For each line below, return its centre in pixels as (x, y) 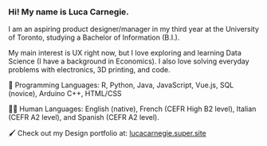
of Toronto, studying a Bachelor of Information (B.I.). (94, 37)
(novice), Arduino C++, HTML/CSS (65, 94)
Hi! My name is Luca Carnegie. (69, 12)
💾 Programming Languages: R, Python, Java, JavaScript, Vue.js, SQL (121, 85)
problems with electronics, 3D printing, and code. (90, 70)
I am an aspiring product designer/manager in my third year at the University (133, 29)
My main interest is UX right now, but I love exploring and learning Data (125, 53)
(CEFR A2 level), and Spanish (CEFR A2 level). (84, 117)
